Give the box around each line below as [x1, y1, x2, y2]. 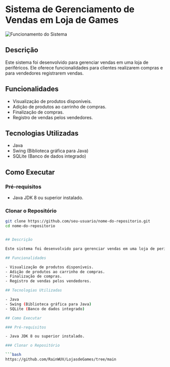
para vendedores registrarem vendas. [5, 70, 84, 76]
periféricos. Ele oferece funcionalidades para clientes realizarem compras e [5, 64, 163, 70]
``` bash [5, 352, 22, 357]
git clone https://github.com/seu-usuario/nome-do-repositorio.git [5, 219, 151, 224]
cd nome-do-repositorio [5, 224, 56, 229]
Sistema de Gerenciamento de [5, 4, 135, 15]
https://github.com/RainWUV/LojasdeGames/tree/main [5, 357, 116, 362]
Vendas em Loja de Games [5, 14, 119, 26]
